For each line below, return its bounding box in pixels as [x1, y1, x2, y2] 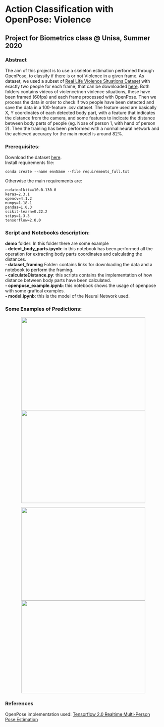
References [5, 700, 34, 707]
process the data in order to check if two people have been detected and [5, 99, 155, 105]
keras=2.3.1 [5, 192, 30, 197]
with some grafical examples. [5, 288, 65, 294]
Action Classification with [5, 3, 114, 15]
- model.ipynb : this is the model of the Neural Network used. [5, 293, 130, 299]
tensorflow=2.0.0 [5, 218, 41, 223]
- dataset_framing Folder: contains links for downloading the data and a [5, 262, 153, 268]
